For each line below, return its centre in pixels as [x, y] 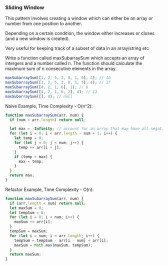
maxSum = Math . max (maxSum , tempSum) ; [53, 245]
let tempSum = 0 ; [28, 212]
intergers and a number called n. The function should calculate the [74, 63]
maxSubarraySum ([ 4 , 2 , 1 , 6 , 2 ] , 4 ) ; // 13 [51, 91]
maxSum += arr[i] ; [33, 222]
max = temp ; [31, 161]
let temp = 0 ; [29, 138]
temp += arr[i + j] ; [40, 147]
